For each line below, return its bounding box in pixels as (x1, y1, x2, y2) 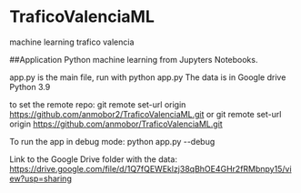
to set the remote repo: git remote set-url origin (9, 98, 186, 110)
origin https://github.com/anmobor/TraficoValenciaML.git (9, 118, 223, 129)
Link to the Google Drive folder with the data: (9, 153, 177, 165)
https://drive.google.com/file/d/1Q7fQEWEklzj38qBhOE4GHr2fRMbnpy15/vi (9, 163, 293, 174)
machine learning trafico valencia (9, 36, 135, 47)
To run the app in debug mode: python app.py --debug (9, 136, 216, 147)
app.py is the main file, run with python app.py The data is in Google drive (9, 71, 286, 83)
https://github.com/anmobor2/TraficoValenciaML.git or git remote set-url (9, 108, 282, 119)
